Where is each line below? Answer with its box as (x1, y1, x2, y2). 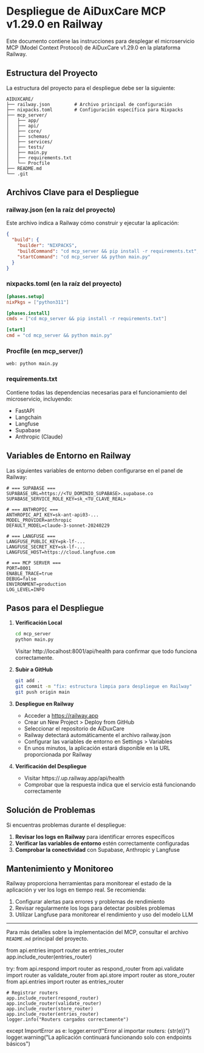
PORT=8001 (6, 565, 32, 571)
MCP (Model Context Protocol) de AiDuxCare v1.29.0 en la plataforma (6, 44, 181, 51)
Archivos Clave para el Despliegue (6, 187, 140, 198)
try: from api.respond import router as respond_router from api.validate (6, 965, 184, 973)
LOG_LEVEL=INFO (6, 587, 45, 593)
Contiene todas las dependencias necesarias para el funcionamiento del (6, 388, 187, 396)
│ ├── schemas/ (6, 133, 50, 140)
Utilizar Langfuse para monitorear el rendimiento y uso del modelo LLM (15, 911, 193, 918)
